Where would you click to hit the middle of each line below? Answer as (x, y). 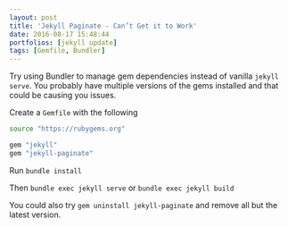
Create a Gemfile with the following (74, 113)
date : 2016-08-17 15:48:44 (59, 34)
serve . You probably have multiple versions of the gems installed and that (144, 86)
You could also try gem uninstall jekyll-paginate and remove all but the (144, 205)
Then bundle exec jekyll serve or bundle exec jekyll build (122, 188)
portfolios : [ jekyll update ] (63, 42)
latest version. (35, 214)
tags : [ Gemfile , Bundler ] (57, 51)
